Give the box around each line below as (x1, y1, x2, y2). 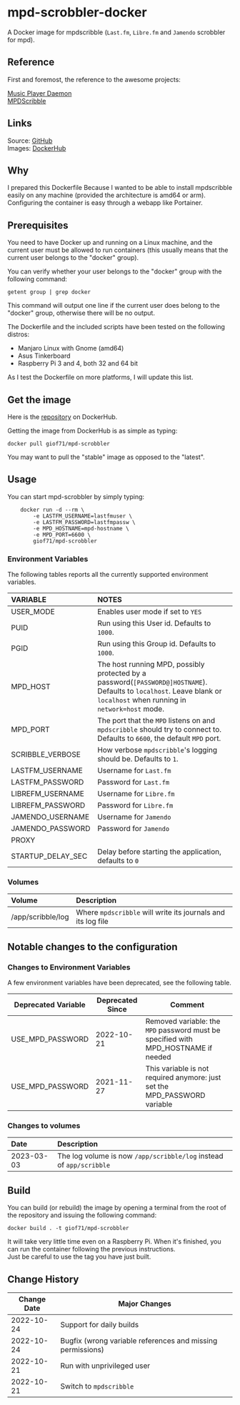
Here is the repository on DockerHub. (7, 413, 118, 421)
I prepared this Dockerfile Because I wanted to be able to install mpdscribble (7, 183, 233, 192)
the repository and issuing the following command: (7, 1211, 157, 1219)
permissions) (60, 1345, 105, 1355)
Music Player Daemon (7, 89, 72, 97)
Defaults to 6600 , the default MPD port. (97, 733, 221, 743)
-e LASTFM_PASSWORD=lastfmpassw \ (33, 518, 136, 525)
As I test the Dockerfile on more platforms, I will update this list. (7, 373, 194, 382)
